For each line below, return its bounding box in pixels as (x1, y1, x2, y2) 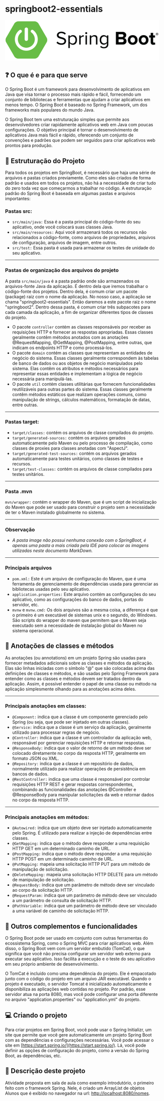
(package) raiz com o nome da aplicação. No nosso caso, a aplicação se (5, 293, 151, 299)
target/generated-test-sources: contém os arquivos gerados (12, 450, 137, 456)
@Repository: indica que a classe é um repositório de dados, (12, 760, 134, 766)
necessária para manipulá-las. (12, 375, 73, 382)
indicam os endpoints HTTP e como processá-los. (12, 345, 113, 351)
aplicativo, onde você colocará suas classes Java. (12, 224, 113, 230)
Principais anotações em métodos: (5, 814, 89, 820)
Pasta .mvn (5, 488, 33, 495)
